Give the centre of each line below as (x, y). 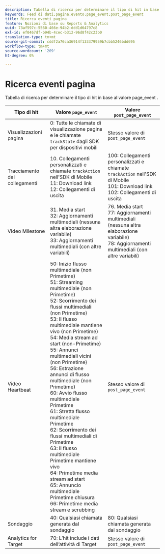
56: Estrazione (67, 369)
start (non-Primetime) (76, 344)
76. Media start (125, 207)
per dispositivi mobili (74, 148)
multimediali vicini (71, 356)
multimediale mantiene (76, 325)
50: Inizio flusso (68, 264)
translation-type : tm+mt (30, 37)
